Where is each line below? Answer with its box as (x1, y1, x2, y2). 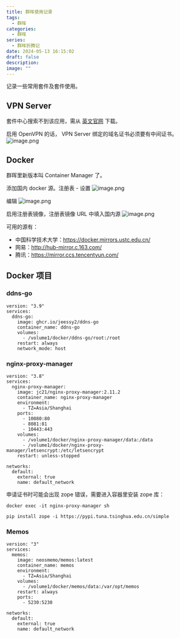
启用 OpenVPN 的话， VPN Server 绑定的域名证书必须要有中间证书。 (6, 130, 178, 138)
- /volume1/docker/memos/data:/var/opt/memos (22, 583, 139, 590)
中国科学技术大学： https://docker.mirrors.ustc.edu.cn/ (15, 236, 151, 243)
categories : (6, 25, 36, 32)
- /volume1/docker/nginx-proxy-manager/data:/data (22, 437, 153, 443)
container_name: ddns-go (17, 324, 80, 331)
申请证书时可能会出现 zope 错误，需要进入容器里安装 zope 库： (6, 491, 165, 498)
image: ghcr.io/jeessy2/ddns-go (17, 319, 99, 325)
